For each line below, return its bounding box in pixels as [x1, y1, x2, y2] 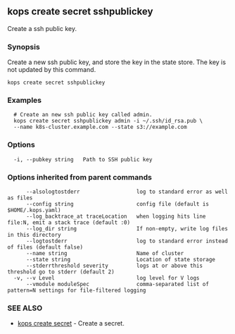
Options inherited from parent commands [7, 172, 153, 182]
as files [7, 194, 33, 202]
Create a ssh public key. [7, 24, 77, 32]
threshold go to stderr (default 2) [7, 268, 115, 276]
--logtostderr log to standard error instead [25, 237, 229, 245]
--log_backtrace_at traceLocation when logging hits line [25, 213, 206, 220]
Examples [7, 95, 42, 105]
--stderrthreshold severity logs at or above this [25, 262, 203, 269]
